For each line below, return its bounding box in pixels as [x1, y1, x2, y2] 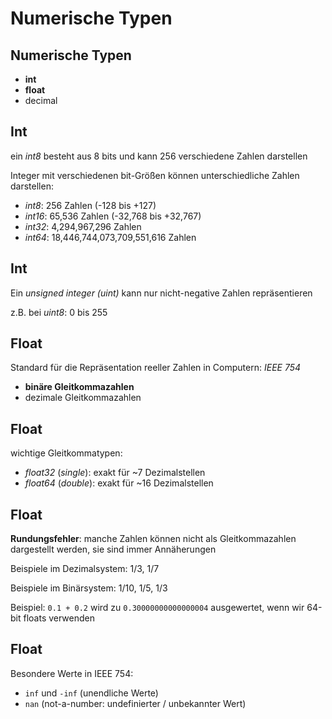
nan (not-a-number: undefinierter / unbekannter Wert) [24, 697, 247, 709]
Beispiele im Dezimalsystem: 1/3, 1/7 [10, 563, 160, 575]
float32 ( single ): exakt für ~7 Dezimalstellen [24, 467, 206, 479]
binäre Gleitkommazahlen [24, 381, 135, 393]
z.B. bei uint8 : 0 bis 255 [10, 306, 108, 318]
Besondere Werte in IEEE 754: [10, 667, 134, 679]
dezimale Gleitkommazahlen [24, 392, 142, 404]
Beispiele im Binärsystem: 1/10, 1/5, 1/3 [10, 582, 168, 594]
